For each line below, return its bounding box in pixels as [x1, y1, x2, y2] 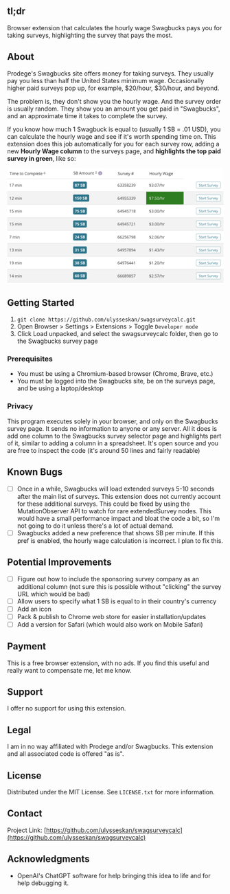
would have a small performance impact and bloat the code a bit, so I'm [16, 514, 220, 522]
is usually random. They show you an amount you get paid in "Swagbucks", [7, 104, 221, 113]
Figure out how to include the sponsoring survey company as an [16, 574, 200, 583]
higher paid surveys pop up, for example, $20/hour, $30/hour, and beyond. [7, 84, 220, 92]
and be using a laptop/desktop [16, 384, 104, 392]
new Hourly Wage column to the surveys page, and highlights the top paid [7, 147, 221, 155]
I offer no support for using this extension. [7, 704, 126, 713]
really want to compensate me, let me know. [7, 666, 132, 674]
